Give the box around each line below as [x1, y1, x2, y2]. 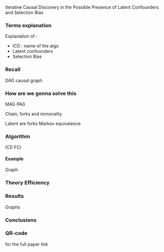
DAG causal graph [5, 77, 42, 83]
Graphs [5, 204, 20, 210]
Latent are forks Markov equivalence [5, 120, 81, 126]
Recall [5, 66, 21, 73]
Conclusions [5, 217, 36, 224]
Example [5, 156, 24, 162]
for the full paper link [5, 241, 48, 247]
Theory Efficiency [5, 179, 50, 186]
